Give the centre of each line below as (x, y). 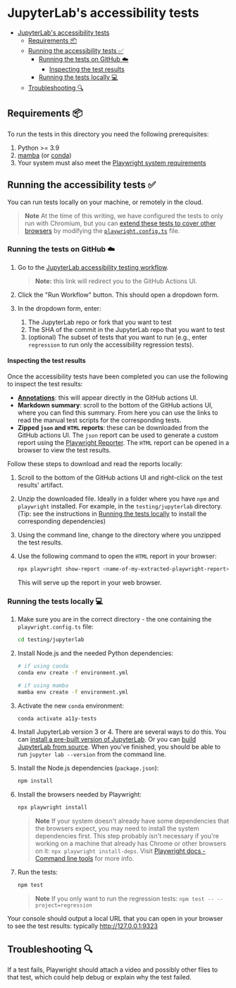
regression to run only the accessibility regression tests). (111, 345)
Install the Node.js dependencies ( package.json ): (88, 768)
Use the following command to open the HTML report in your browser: (117, 557)
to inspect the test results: (45, 384)
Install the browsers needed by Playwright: (80, 794)
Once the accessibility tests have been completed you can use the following (118, 376)
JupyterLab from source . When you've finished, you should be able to (119, 747)
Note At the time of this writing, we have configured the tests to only (124, 215)
